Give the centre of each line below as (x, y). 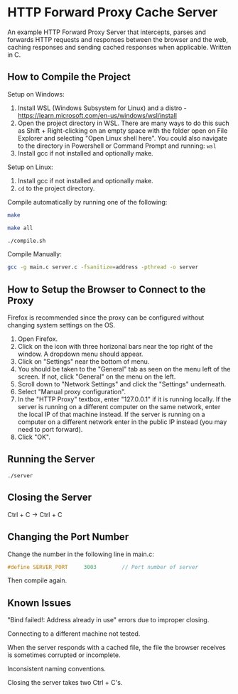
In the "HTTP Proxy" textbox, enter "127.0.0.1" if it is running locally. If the (124, 399)
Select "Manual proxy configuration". (72, 392)
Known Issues (39, 603)
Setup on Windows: (36, 94)
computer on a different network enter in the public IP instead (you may (122, 422)
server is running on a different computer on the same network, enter (119, 407)
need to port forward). (50, 430)
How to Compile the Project (69, 77)
